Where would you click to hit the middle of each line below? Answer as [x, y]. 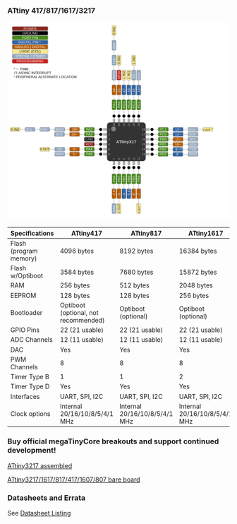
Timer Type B [30, 377]
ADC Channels [31, 340]
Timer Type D [30, 386]
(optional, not [79, 312]
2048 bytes [196, 285]
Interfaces [25, 396]
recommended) [82, 320]
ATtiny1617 [206, 233]
